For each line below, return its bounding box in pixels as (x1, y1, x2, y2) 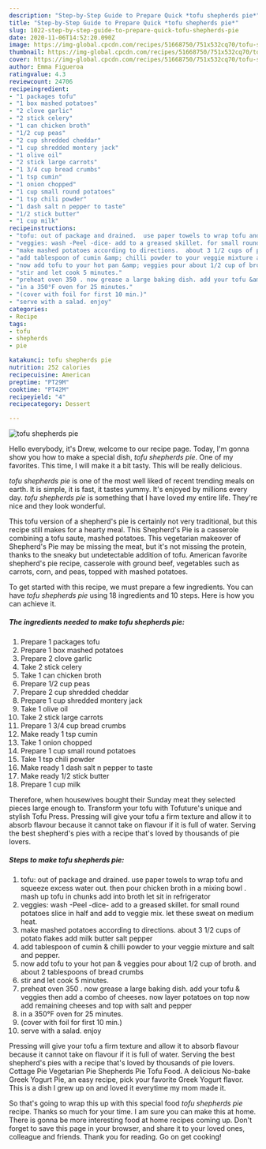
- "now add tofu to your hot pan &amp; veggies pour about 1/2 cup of (9, 261, 246, 269)
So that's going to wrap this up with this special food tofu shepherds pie (9, 1098, 243, 1108)
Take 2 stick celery (20, 663, 82, 672)
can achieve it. (9, 599, 57, 609)
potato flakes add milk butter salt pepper (20, 933, 153, 944)
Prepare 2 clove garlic (20, 654, 93, 663)
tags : (9, 320, 27, 328)
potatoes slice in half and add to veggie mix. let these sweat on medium (20, 909, 254, 918)
